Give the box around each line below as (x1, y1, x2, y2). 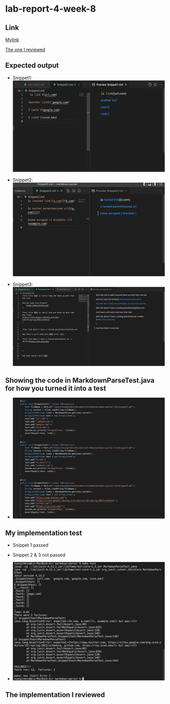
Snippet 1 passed (12, 542, 49, 548)
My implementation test (5, 528, 82, 537)
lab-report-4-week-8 (5, 3, 96, 15)
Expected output (5, 61, 59, 70)
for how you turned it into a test (5, 384, 106, 392)
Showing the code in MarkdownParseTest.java (5, 376, 155, 385)
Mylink (5, 37, 19, 43)
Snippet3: (12, 281, 33, 287)
